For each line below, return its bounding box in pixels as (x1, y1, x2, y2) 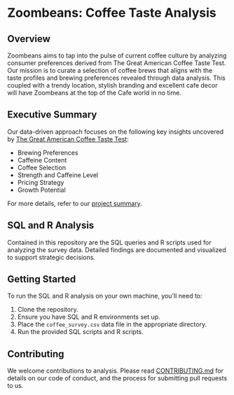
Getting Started (7, 273, 76, 285)
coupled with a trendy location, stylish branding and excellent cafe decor (7, 81, 218, 89)
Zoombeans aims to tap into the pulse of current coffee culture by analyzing (7, 51, 227, 60)
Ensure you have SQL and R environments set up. (17, 313, 160, 321)
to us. (7, 382, 24, 390)
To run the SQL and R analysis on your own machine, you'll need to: (7, 292, 202, 300)
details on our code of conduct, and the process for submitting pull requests (7, 374, 228, 382)
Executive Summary (7, 109, 97, 120)
